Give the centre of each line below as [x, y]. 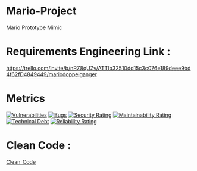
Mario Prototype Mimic [34, 27]
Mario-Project [41, 11]
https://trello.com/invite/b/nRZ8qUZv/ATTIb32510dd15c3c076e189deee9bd [98, 68]
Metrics [26, 99]
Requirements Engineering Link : [88, 52]
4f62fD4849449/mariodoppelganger [51, 74]
